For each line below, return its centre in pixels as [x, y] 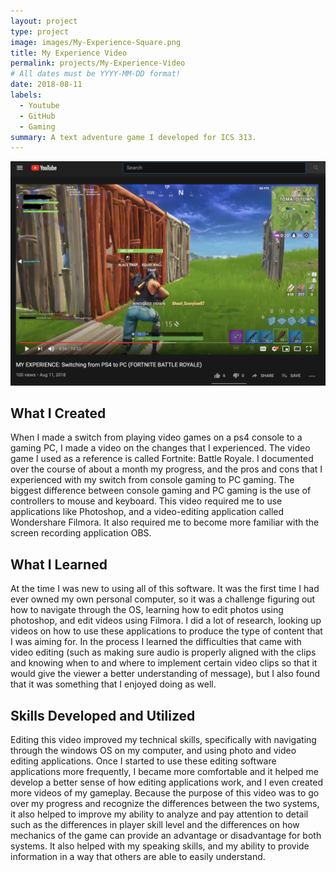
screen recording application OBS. [81, 533]
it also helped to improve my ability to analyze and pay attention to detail [159, 814]
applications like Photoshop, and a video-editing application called [147, 512]
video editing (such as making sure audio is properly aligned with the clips [163, 652]
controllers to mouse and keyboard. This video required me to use [146, 501]
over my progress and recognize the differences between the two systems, [165, 803]
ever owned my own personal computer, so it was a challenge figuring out [163, 599]
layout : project [44, 21]
